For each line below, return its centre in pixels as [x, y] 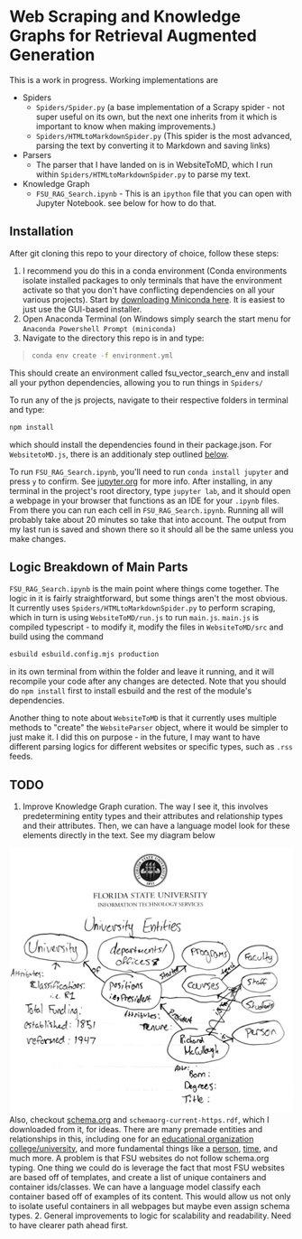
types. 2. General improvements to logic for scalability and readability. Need [150, 1216]
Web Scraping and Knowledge [125, 17]
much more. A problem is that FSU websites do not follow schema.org [139, 1158]
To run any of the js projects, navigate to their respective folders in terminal [149, 400]
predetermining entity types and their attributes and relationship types [153, 816]
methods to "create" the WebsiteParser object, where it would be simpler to [149, 728]
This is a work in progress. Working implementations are [114, 79]
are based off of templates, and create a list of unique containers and [138, 1177]
